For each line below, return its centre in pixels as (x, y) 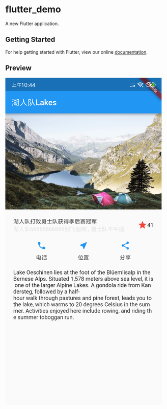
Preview (19, 68)
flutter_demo (33, 9)
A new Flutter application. (32, 24)
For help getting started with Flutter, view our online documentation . (76, 52)
